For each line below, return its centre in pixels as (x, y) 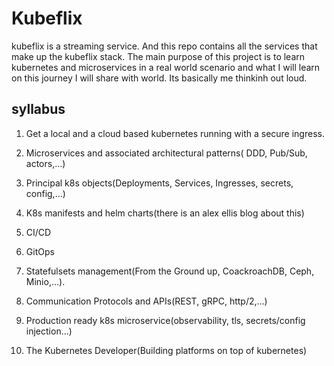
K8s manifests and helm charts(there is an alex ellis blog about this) (165, 213)
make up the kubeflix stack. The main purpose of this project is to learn (158, 56)
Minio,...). (45, 281)
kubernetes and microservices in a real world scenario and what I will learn (166, 67)
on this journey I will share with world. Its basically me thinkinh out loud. (159, 78)
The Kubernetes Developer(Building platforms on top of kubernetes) (166, 350)
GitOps (40, 251)
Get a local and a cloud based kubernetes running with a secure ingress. (175, 133)
